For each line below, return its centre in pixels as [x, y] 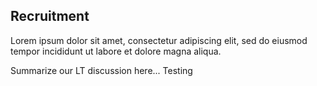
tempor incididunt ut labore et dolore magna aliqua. [116, 51]
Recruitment [50, 16]
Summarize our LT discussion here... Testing [101, 70]
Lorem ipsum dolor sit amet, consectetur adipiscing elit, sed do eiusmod [159, 40]
